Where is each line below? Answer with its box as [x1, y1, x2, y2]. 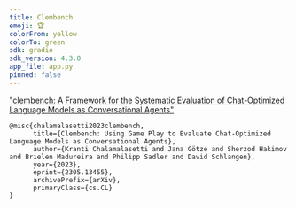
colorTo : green [9, 37, 66, 47]
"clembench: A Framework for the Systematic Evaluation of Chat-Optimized [9, 95, 285, 105]
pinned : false [9, 71, 62, 80]
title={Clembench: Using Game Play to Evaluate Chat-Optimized [32, 129, 272, 138]
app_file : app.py [9, 63, 74, 72]
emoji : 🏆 [9, 21, 45, 30]
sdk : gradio [9, 46, 53, 55]
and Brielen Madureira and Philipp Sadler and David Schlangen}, [9, 152, 255, 161]
